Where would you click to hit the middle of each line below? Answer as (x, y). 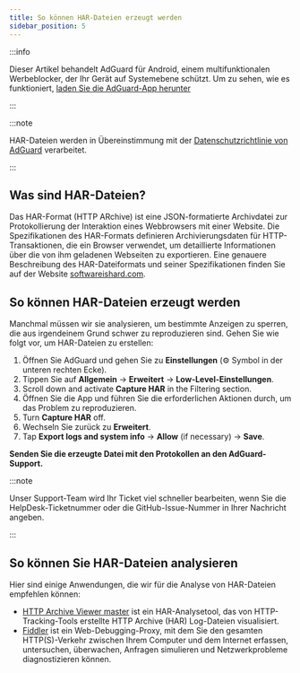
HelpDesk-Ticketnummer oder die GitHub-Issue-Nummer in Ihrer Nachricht (148, 508)
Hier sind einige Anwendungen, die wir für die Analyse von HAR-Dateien (142, 584)
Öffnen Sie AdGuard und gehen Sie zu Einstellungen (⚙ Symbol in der (153, 361)
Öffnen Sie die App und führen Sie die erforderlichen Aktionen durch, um (157, 398)
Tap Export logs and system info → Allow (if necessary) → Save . (143, 437)
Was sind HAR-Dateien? (77, 195)
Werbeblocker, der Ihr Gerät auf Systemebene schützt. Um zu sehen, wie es (150, 78)
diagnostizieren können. (67, 659)
